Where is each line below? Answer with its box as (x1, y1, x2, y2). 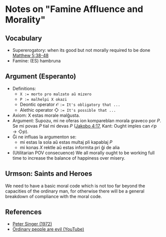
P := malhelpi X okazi (19, 97, 67, 102)
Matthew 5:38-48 (12, 52, 49, 58)
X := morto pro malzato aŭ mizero (19, 91, 92, 97)
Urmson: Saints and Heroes (5, 170, 92, 178)
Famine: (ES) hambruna (12, 58, 61, 63)
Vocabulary (5, 34, 42, 42)
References (5, 208, 42, 217)
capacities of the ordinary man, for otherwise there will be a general (5, 188, 145, 194)
